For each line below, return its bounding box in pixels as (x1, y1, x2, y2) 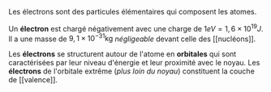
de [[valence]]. (8, 75, 58, 85)
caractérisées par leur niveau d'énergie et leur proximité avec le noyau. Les (8, 58, 260, 68)
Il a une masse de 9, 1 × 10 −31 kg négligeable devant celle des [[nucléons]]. (8, 32, 256, 44)
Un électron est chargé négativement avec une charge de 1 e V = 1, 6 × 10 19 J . (8, 23, 264, 33)
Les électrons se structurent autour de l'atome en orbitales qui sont (8, 49, 237, 59)
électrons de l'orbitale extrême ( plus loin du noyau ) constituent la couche (8, 66, 256, 76)
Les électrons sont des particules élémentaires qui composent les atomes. (8, 7, 257, 16)
